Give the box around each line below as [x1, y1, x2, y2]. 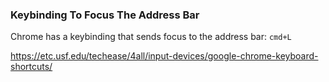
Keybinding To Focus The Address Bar [10, 8, 200, 22]
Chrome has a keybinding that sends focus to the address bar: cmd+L [10, 31, 292, 43]
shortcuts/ [10, 61, 53, 73]
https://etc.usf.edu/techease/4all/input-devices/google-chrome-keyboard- [10, 50, 319, 62]
